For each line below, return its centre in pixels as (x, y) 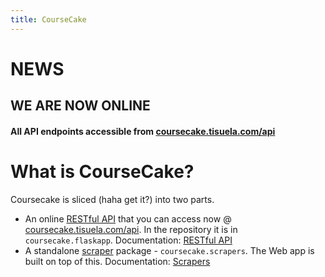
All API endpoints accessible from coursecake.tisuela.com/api (143, 131)
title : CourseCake (48, 19)
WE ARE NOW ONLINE (80, 106)
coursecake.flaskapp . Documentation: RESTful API (128, 240)
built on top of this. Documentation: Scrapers (117, 261)
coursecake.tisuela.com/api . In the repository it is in (131, 229)
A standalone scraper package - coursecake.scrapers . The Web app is (169, 250)
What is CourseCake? (102, 171)
